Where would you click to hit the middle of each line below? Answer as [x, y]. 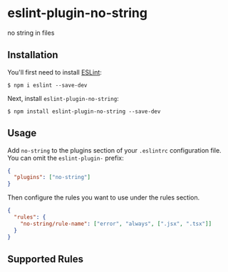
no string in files [31, 33]
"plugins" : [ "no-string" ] [52, 178]
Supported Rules [46, 259]
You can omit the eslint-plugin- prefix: [66, 158]
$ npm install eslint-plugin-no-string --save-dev [84, 111]
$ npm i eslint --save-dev [47, 85]
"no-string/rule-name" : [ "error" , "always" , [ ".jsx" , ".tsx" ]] [116, 224]
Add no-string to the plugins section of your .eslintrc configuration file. [115, 150]
